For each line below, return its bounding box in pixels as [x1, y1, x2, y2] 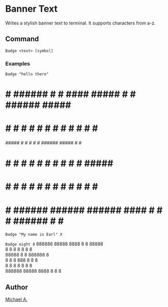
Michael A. [5, 296, 28, 302]
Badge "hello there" [5, 72, 49, 77]
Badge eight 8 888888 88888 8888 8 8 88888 [5, 241, 103, 247]
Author [5, 283, 28, 291]
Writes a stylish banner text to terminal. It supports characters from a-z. [5, 20, 156, 26]
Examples [5, 60, 31, 67]
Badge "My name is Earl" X [5, 232, 63, 237]
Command [5, 35, 39, 43]
